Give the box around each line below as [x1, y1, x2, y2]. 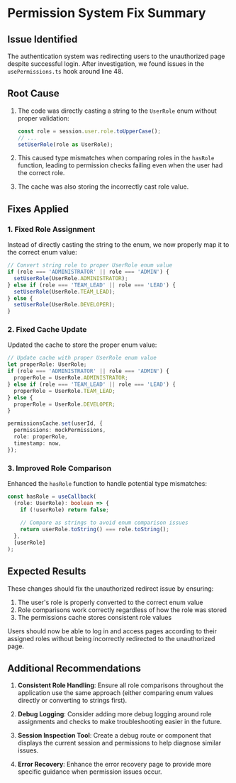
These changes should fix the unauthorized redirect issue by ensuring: [7, 584, 214, 593]
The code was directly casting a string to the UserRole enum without [17, 106, 218, 115]
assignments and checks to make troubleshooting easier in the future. [17, 718, 222, 726]
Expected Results [7, 565, 86, 577]
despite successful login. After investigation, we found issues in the [7, 60, 204, 68]
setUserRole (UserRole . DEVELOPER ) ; [13, 301, 116, 309]
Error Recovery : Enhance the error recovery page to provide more [17, 760, 212, 769]
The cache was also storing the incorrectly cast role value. [17, 182, 189, 191]
